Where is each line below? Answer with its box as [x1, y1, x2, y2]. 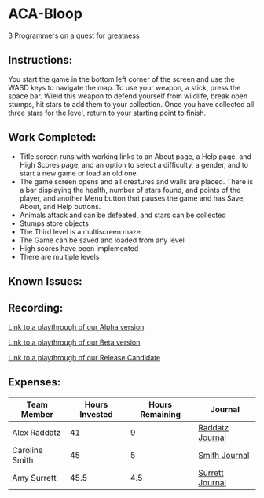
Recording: [8, 301, 64, 315]
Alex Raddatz [12, 426, 61, 437]
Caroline [12, 445, 43, 456]
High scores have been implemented [19, 243, 139, 253]
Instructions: [8, 53, 73, 67]
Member [20, 408, 53, 419]
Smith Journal [197, 449, 250, 460]
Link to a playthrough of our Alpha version [8, 322, 145, 331]
